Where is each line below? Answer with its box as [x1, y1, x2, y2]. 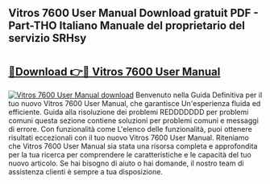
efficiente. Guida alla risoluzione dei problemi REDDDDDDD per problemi [8, 108, 249, 117]
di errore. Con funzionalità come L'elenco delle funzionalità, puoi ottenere [8, 125, 252, 133]
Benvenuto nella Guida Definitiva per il [135, 90, 263, 100]
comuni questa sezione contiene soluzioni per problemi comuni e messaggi [8, 116, 260, 125]
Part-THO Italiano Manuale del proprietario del [8, 19, 246, 33]
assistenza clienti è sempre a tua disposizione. [8, 167, 164, 176]
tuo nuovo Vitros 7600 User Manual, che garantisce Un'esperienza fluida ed [8, 99, 261, 108]
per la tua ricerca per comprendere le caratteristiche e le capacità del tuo [8, 150, 251, 159]
